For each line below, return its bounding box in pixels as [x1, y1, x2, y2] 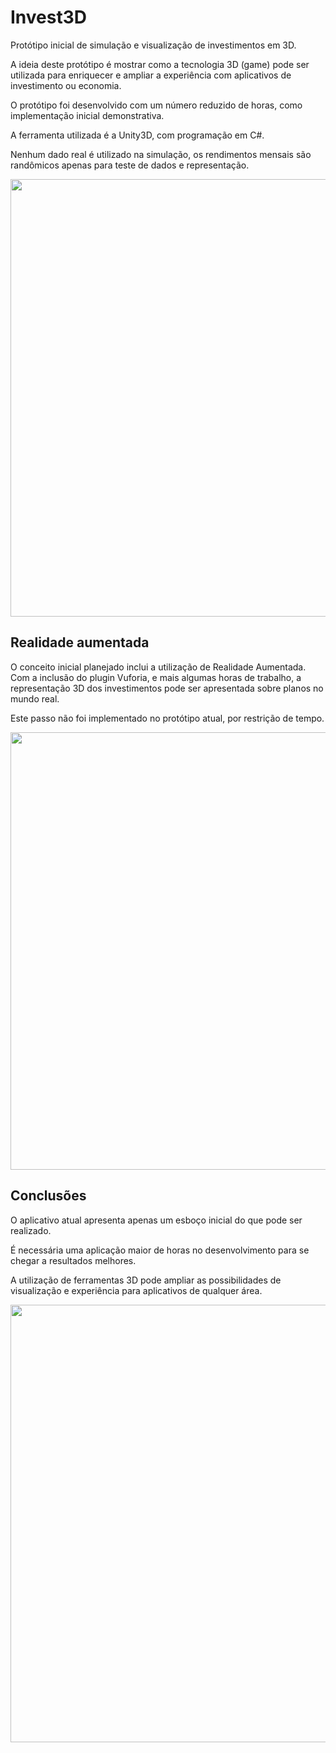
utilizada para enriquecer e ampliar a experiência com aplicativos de [10, 69, 292, 81]
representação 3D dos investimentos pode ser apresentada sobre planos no [10, 682, 324, 694]
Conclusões [10, 1187, 87, 1205]
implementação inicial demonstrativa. [10, 109, 165, 121]
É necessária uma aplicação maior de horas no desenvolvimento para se [10, 1244, 310, 1256]
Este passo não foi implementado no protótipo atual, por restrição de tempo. [10, 712, 325, 724]
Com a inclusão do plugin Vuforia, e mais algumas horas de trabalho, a [10, 671, 302, 683]
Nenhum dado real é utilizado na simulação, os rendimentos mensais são [10, 148, 312, 160]
